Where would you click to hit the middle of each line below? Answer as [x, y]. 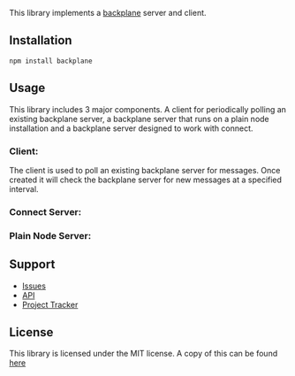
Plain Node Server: [50, 235]
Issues [34, 286]
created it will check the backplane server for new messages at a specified [146, 180]
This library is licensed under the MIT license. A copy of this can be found [144, 354]
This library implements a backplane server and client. [108, 13]
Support [32, 265]
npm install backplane [51, 61]
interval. [24, 188]
